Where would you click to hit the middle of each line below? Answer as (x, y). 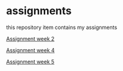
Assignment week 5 (30, 62)
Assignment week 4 (31, 50)
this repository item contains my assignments (62, 27)
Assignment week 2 (30, 38)
